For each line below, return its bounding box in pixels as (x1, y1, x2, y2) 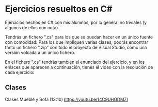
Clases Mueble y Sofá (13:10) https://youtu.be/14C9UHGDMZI (5, 96, 128, 102)
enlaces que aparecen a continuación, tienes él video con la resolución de (5, 64, 153, 70)
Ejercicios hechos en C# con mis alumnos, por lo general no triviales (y (5, 19, 147, 25)
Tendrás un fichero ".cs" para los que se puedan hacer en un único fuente (5, 34, 153, 40)
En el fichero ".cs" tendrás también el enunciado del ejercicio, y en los (5, 59, 145, 65)
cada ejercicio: (5, 69, 35, 75)
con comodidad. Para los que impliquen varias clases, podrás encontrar (5, 39, 149, 45)
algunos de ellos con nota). (5, 24, 60, 30)
